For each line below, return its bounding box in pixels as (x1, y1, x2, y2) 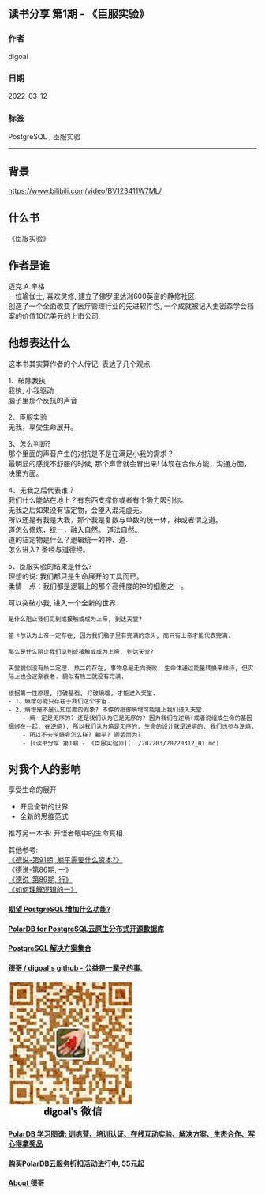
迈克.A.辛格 (8, 281, 45, 291)
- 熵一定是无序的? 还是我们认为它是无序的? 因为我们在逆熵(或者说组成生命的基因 (22, 714, 252, 722)
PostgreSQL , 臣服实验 (8, 132, 81, 141)
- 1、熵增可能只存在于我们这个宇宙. (8, 697, 110, 705)
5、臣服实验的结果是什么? (8, 561, 92, 571)
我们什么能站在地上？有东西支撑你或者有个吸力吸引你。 (8, 495, 188, 504)
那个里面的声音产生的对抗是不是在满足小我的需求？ (8, 449, 174, 458)
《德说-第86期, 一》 (8, 865, 73, 875)
